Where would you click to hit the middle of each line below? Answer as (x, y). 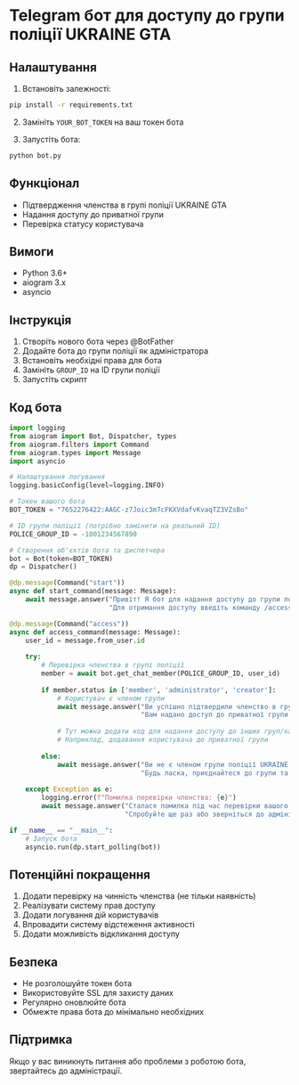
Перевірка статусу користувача (83, 224)
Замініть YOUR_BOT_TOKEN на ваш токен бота (103, 122)
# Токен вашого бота (48, 502)
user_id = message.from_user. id (85, 640)
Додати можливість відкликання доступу (101, 934)
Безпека (33, 962)
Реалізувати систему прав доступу (89, 906)
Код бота (36, 408)
